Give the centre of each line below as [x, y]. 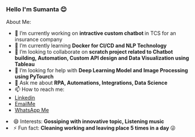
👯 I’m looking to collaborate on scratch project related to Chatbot [94, 52]
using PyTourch [34, 77]
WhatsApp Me [32, 110]
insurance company [38, 40]
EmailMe [25, 104]
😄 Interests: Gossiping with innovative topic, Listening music [89, 121]
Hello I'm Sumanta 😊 [36, 9]
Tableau [25, 64]
